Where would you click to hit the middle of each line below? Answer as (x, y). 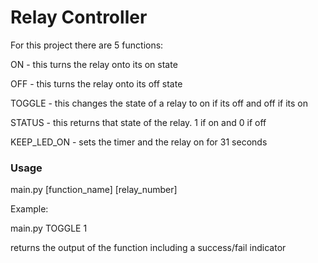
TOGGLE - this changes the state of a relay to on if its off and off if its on (159, 103)
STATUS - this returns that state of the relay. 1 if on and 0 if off (138, 122)
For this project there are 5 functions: (87, 45)
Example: (29, 209)
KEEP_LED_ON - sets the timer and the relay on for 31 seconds (139, 142)
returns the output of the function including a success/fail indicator (148, 248)
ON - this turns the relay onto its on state (94, 64)
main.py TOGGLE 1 (49, 228)
